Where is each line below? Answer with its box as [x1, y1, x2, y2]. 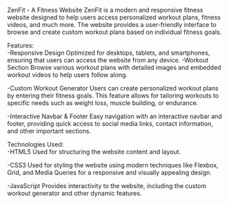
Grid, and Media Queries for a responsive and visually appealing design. [7, 169, 212, 176]
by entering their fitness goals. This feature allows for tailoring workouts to [7, 91, 219, 100]
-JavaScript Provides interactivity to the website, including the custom [7, 182, 207, 189]
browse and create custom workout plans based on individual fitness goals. [7, 28, 222, 36]
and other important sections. [7, 127, 92, 135]
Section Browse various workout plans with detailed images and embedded [7, 64, 222, 71]
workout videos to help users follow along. [7, 71, 128, 79]
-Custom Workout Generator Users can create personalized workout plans [7, 84, 219, 92]
